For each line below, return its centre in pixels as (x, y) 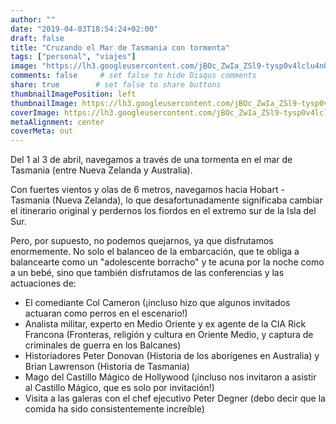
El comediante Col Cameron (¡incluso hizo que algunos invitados (157, 303)
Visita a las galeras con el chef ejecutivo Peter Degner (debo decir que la (175, 398)
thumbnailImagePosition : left (73, 94)
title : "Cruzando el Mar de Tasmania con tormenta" (120, 47)
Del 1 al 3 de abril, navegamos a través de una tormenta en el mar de (151, 160)
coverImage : (35, 112)
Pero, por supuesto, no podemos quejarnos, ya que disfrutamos (142, 241)
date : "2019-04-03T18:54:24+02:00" (84, 29)
